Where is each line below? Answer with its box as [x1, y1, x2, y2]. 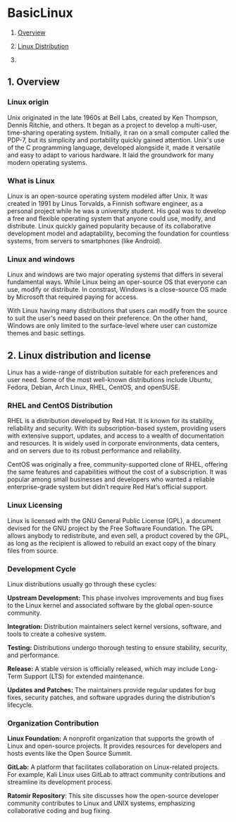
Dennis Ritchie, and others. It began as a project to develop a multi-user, [7, 121, 217, 129]
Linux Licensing [7, 501, 63, 510]
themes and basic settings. [7, 329, 86, 338]
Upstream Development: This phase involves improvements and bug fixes [7, 594, 224, 602]
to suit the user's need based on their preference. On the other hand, [7, 314, 208, 322]
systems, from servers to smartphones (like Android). [7, 236, 162, 245]
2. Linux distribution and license [7, 349, 151, 361]
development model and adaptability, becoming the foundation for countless [7, 229, 229, 238]
